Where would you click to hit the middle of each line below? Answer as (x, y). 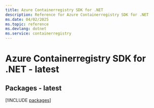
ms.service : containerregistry (38, 33)
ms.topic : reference (27, 24)
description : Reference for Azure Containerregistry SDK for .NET (77, 15)
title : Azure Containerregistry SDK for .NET (54, 10)
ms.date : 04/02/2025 (27, 19)
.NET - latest (32, 69)
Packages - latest (34, 88)
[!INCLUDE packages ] (28, 100)
